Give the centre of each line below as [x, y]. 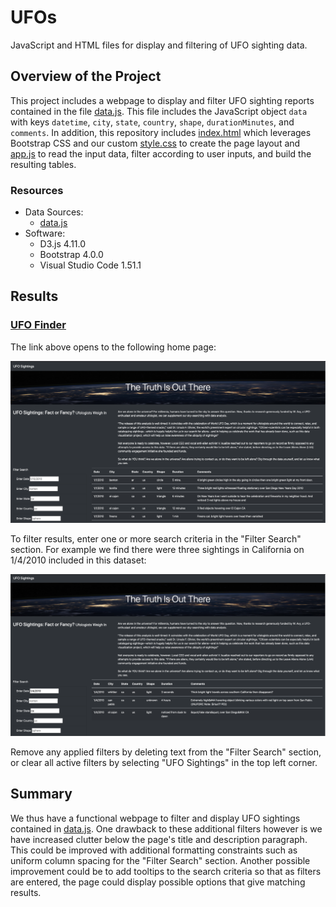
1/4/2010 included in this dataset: [78, 560]
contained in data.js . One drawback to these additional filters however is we [166, 828]
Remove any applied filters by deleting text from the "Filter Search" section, [166, 752]
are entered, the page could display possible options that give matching [158, 882]
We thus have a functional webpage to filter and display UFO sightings [155, 818]
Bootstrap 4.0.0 [71, 255]
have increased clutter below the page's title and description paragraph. [159, 839]
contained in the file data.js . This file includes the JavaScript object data [159, 111]
